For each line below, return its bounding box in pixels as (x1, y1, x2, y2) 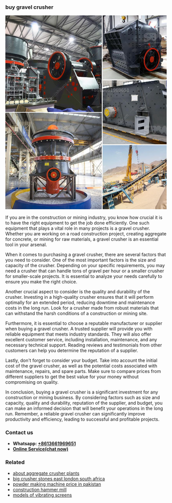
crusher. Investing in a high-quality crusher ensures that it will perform (5, 294, 154, 300)
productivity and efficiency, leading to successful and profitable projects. (5, 416, 160, 422)
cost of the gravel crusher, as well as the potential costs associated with (5, 362, 158, 369)
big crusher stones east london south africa (12, 476, 105, 482)
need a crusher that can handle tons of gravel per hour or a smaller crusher (5, 268, 164, 274)
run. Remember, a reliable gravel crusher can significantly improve (5, 410, 145, 417)
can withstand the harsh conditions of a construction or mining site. (5, 310, 148, 316)
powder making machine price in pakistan (12, 481, 101, 487)
